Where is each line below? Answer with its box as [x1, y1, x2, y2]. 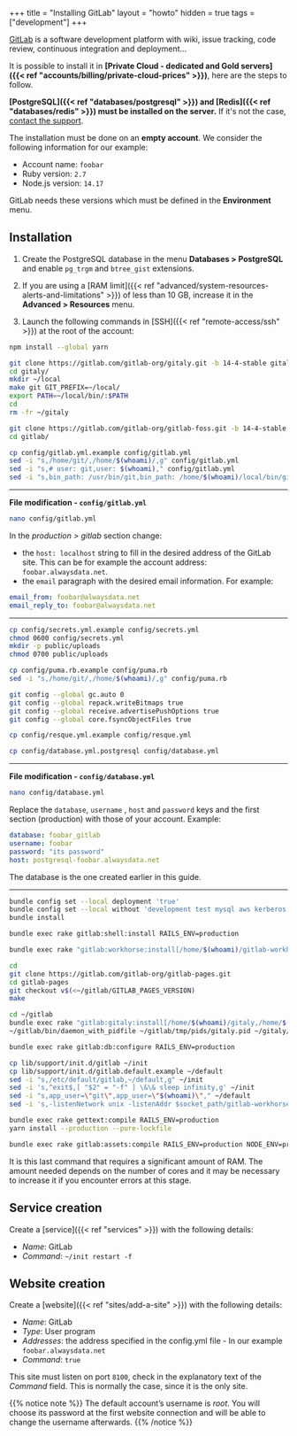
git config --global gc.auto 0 [9, 690, 125, 699]
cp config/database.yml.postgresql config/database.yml [9, 747, 219, 756]
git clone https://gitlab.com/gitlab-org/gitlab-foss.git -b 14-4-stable [9, 424, 287, 433]
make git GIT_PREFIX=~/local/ [9, 383, 121, 392]
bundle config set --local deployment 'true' [9, 897, 179, 906]
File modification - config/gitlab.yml [9, 498, 148, 508]
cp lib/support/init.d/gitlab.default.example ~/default [9, 1067, 224, 1076]
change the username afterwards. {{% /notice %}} [9, 1417, 193, 1428]
